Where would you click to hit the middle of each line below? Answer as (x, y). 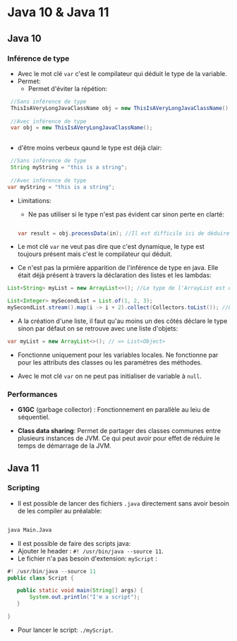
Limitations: (34, 200)
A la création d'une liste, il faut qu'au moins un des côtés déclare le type (122, 321)
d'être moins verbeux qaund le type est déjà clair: (90, 148)
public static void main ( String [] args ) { (80, 591)
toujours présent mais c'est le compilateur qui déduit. (95, 254)
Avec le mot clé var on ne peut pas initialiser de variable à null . (110, 376)
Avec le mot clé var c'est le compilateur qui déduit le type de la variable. (122, 73)
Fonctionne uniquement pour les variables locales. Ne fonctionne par (118, 355)
